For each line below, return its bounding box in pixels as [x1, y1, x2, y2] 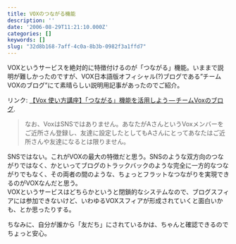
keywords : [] [7, 37, 46, 44]
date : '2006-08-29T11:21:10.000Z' [7, 23, 109, 30]
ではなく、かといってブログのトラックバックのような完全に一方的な [19, 161, 217, 169]
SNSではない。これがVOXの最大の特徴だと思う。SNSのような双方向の [7, 152, 212, 161]
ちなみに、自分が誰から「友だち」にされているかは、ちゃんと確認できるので [7, 220, 229, 228]
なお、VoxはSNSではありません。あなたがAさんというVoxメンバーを [24, 120, 224, 128]
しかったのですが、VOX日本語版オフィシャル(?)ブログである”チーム [25, 72, 222, 80]
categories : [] [7, 30, 52, 37]
